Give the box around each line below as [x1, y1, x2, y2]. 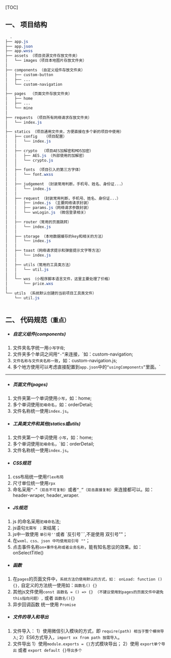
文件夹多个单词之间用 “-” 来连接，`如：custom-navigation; [12, 351, 133, 357]
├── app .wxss [5, 49, 33, 54]
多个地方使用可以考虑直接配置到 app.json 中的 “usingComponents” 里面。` [12, 364, 161, 370]
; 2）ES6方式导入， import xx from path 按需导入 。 [16, 634, 123, 640]
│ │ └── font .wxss [5, 172, 53, 177]
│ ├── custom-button [5, 72, 53, 77]
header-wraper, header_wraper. [12, 492, 80, 498]
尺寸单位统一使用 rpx [12, 480, 56, 486]
